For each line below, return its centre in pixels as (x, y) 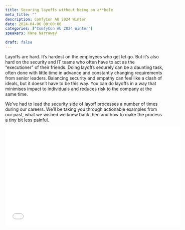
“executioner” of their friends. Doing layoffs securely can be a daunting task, (84, 67)
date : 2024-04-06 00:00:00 (33, 24)
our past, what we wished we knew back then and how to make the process (83, 114)
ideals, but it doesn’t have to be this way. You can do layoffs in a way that (81, 83)
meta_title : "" (21, 15)
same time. (17, 94)
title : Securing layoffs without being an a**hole (59, 10)
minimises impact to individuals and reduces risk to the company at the (78, 89)
